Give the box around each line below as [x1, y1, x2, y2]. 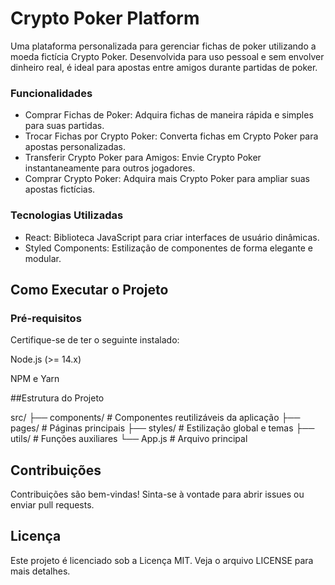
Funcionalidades [10, 86, 93, 100]
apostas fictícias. [24, 183, 96, 196]
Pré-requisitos [10, 311, 82, 325]
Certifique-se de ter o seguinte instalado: [10, 334, 180, 346]
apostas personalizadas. [24, 141, 127, 153]
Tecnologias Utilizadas [10, 208, 124, 222]
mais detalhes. [10, 565, 71, 577]
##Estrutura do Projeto [10, 392, 105, 404]
